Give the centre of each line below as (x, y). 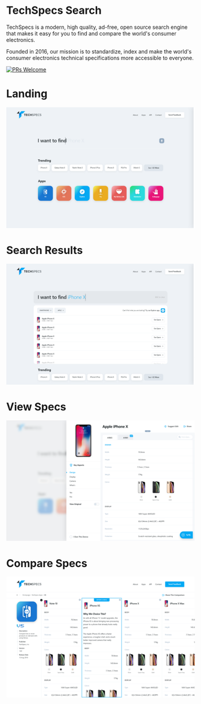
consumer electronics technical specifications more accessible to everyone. (100, 58)
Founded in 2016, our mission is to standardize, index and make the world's (99, 51)
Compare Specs (47, 563)
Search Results (45, 250)
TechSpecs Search (54, 11)
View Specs (36, 407)
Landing (27, 94)
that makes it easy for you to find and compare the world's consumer (91, 33)
